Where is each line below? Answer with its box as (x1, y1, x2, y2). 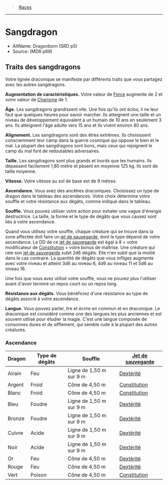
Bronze (7, 415, 25, 422)
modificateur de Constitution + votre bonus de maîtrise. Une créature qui (5, 244, 155, 250)
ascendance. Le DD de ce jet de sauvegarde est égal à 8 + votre (5, 239, 138, 245)
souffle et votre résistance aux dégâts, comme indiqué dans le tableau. (5, 198, 151, 204)
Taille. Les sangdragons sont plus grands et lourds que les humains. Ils (5, 157, 152, 163)
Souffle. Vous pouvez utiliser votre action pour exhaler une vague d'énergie (5, 208, 161, 214)
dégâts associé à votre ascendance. (5, 296, 80, 302)
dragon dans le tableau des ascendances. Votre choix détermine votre (5, 193, 150, 199)
